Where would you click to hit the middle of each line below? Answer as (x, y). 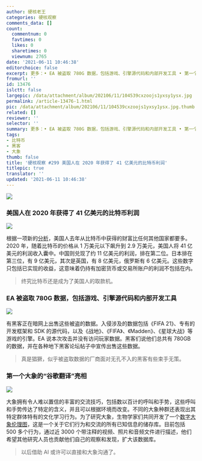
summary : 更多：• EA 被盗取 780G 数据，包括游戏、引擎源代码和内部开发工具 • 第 (98, 129)
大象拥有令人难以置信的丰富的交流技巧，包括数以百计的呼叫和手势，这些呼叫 (101, 401)
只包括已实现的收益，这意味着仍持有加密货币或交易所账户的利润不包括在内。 (101, 269)
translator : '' (25, 174)
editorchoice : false (32, 68)
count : (14, 29)
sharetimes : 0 (29, 51)
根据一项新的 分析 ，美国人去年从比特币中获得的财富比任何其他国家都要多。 (98, 239)
